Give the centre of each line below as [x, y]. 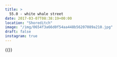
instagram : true [21, 36]
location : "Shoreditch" [29, 23]
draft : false [18, 32]
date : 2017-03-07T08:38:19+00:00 [39, 18]
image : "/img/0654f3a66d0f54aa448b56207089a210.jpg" [59, 27]
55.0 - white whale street [36, 14]
